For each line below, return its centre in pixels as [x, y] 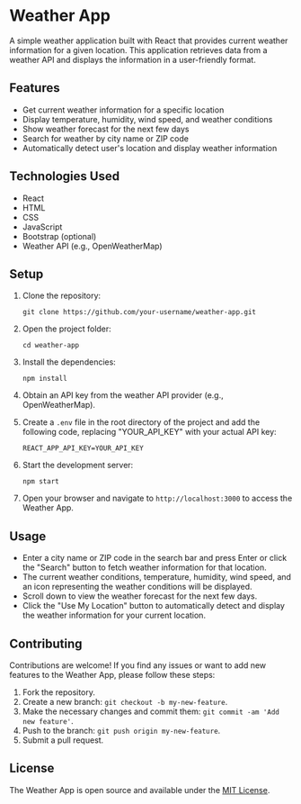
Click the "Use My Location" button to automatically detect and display [154, 606]
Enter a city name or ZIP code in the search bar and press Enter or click [155, 558]
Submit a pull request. [63, 740]
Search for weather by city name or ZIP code [105, 138]
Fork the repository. [59, 692]
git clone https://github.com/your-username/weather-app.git [139, 312]
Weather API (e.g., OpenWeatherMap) [93, 246]
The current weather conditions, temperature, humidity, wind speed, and [157, 577]
